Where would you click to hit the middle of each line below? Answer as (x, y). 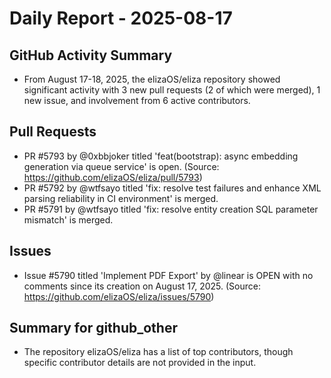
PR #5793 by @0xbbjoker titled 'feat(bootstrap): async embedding (161, 156)
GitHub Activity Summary (91, 55)
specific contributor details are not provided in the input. (140, 363)
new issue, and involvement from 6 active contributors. (137, 100)
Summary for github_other (93, 328)
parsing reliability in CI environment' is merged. (121, 198)
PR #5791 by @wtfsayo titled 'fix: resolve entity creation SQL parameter (171, 209)
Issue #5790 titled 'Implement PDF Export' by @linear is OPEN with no (168, 275)
